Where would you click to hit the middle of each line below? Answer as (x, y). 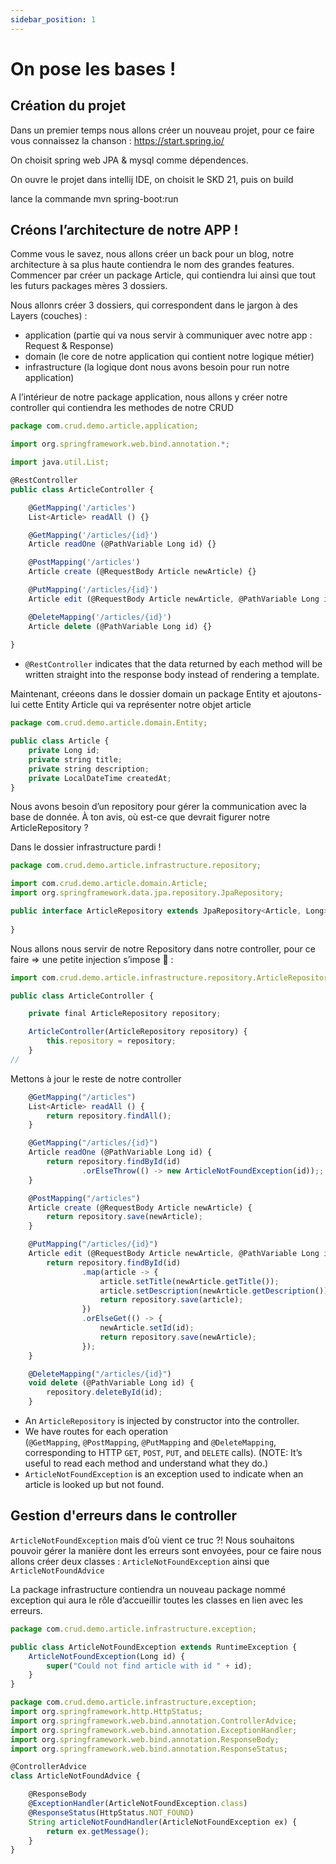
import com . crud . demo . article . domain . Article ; (109, 884)
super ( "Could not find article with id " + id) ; (149, 1666)
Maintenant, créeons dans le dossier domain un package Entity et (145, 694)
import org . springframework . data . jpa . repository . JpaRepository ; (147, 893)
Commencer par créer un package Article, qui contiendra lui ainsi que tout (163, 275)
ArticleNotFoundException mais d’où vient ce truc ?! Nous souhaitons (152, 1540)
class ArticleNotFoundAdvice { (75, 1776)
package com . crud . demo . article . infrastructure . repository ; (136, 866)
